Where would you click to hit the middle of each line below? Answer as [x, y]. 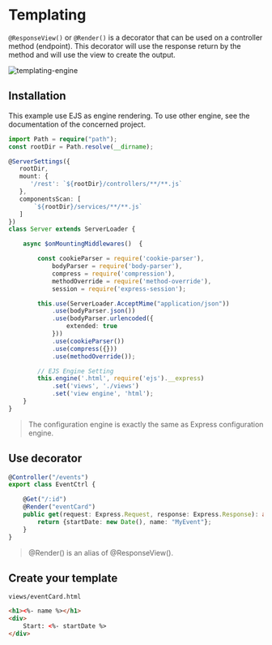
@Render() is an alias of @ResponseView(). [101, 552]
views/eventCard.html [45, 597]
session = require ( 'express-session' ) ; [119, 289]
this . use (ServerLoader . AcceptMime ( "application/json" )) [134, 303]
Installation [37, 96]
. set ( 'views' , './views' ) [95, 386]
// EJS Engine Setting [76, 371]
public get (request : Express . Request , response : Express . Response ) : [141, 515]
